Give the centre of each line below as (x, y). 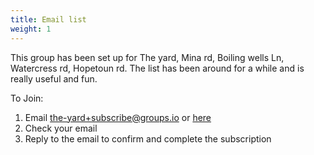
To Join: (27, 98)
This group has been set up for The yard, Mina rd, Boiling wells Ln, (147, 57)
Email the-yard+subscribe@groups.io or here (118, 117)
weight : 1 (31, 29)
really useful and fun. (54, 78)
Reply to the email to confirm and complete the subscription (148, 138)
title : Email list (48, 19)
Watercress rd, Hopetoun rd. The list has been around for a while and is (157, 68)
